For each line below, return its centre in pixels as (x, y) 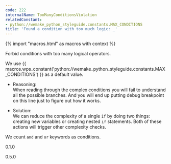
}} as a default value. (61, 74)
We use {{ (16, 64)
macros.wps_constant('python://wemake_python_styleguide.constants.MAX (85, 69)
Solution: (22, 111)
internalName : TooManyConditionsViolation (51, 15)
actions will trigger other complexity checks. (59, 127)
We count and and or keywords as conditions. (53, 137)
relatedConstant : (24, 19)
